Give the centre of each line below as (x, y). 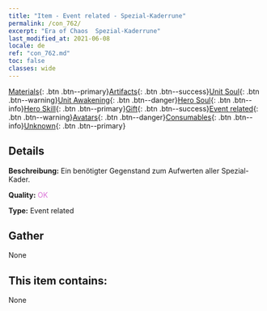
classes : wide (32, 69)
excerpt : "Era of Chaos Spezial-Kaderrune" (85, 31)
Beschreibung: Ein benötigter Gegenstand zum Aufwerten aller (114, 170)
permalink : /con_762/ (45, 23)
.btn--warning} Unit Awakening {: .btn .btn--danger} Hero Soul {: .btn (120, 100)
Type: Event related (41, 210)
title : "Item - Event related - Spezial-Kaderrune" (97, 16)
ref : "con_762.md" (39, 53)
